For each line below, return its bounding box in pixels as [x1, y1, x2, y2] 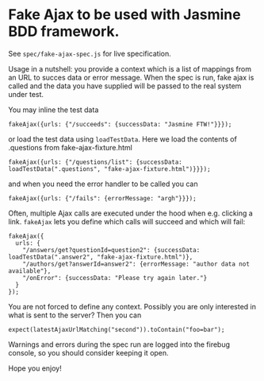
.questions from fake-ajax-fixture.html [8, 142, 132, 152]
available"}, [8, 266, 52, 275]
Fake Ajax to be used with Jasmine [8, 6, 241, 24]
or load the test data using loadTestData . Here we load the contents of [8, 134, 238, 144]
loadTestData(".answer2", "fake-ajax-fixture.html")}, [8, 253, 193, 261]
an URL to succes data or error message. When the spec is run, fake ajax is [8, 72, 254, 82]
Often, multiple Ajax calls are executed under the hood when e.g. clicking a [8, 208, 254, 218]
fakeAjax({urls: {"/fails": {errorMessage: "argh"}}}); [8, 194, 197, 202]
